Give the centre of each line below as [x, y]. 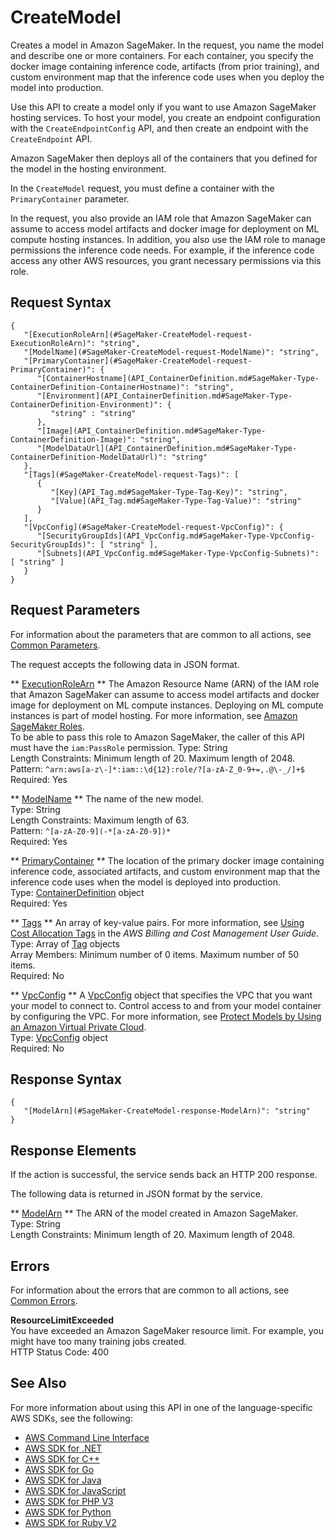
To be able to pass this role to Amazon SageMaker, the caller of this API [157, 737]
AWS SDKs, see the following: [71, 1418]
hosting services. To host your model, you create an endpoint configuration [165, 117]
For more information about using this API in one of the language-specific [161, 1407]
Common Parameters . [55, 645]
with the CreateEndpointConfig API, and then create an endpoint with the [159, 128]
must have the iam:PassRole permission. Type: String [119, 747]
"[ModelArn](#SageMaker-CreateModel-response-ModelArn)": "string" [167, 1111]
